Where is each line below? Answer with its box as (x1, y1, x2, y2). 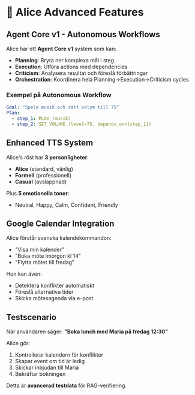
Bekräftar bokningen (14, 370, 66, 378)
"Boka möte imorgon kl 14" (14, 252, 82, 260)
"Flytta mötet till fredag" (14, 259, 75, 266)
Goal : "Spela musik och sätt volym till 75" (6, 104, 119, 110)
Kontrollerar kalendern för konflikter (14, 351, 104, 358)
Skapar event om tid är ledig (14, 358, 85, 365)
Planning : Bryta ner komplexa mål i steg (14, 57, 115, 64)
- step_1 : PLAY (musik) (11, 116, 71, 122)
